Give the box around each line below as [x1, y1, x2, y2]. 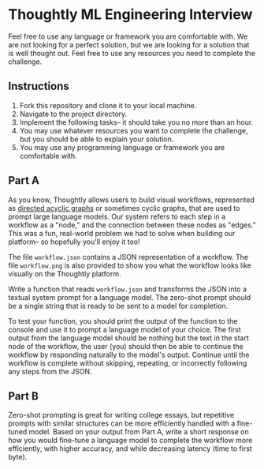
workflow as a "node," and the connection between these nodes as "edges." [8, 219, 256, 230]
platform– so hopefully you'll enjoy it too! [8, 237, 140, 246]
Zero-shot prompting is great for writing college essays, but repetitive [8, 411, 235, 420]
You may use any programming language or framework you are [19, 142, 225, 152]
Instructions [8, 80, 69, 93]
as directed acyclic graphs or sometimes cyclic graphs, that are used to [8, 203, 240, 212]
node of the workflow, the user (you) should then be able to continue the [8, 341, 244, 351]
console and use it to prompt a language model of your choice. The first [8, 325, 242, 334]
